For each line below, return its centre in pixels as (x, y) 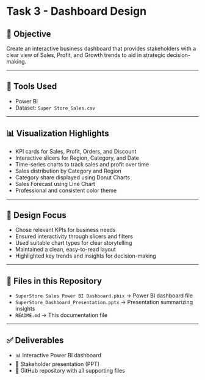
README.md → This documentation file (61, 315)
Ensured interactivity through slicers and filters (74, 236)
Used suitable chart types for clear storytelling (74, 243)
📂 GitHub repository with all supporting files (70, 371)
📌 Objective (29, 34)
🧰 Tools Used (32, 87)
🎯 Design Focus (36, 215)
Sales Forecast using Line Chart (55, 184)
